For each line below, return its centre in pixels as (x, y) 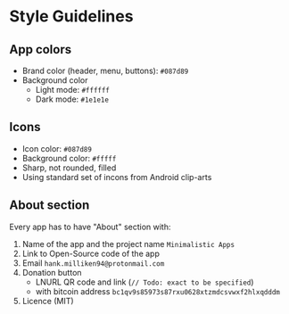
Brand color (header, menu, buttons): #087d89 (105, 70)
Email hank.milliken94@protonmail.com (93, 263)
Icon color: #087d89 (57, 148)
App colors (41, 50)
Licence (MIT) (48, 301)
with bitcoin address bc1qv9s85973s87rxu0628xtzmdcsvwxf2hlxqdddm (158, 291)
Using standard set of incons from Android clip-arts (117, 177)
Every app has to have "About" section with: (90, 227)
